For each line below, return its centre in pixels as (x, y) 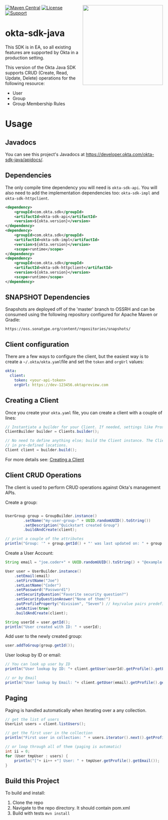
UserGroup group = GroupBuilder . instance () (51, 516)
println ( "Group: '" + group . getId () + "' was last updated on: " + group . (85, 544)
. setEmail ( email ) (32, 576)
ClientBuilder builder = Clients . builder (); (52, 432)
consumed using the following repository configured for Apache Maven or (81, 315)
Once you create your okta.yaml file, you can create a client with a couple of (84, 412)
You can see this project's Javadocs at (45, 154)
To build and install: (25, 793)
